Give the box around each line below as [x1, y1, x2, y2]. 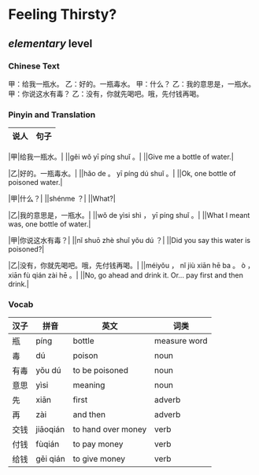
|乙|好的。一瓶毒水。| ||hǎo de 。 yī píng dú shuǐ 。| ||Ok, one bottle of [8, 169, 236, 179]
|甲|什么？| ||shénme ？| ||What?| [8, 194, 116, 204]
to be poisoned [72, 365, 128, 376]
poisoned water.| [8, 178, 63, 187]
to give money [72, 454, 126, 465]
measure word [154, 336, 208, 347]
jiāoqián [35, 424, 65, 435]
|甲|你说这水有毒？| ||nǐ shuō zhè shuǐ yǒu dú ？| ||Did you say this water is [8, 236, 250, 245]
